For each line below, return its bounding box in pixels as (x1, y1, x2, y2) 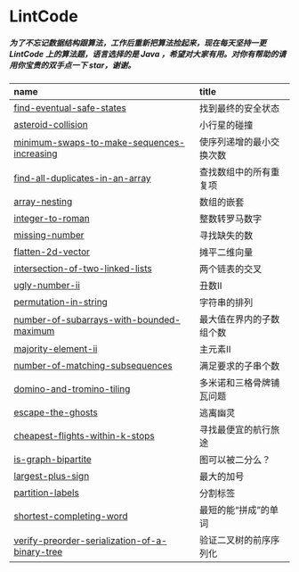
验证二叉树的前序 (198, 534, 271, 546)
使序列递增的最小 (198, 136, 271, 148)
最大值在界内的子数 (198, 313, 280, 326)
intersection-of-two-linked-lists (13, 262, 153, 275)
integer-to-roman (13, 212, 91, 225)
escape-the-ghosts (13, 406, 98, 419)
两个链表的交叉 (198, 263, 263, 276)
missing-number (13, 229, 85, 242)
